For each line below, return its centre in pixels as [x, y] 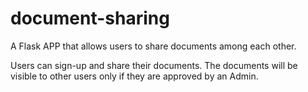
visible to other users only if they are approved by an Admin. [134, 76]
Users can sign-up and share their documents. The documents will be [154, 65]
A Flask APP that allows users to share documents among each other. [153, 46]
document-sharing [90, 18]
